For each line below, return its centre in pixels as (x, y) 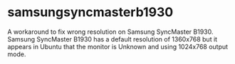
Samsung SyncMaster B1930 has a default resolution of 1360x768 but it (113, 39)
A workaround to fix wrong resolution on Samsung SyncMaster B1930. (110, 32)
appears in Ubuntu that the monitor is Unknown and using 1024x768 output (118, 46)
